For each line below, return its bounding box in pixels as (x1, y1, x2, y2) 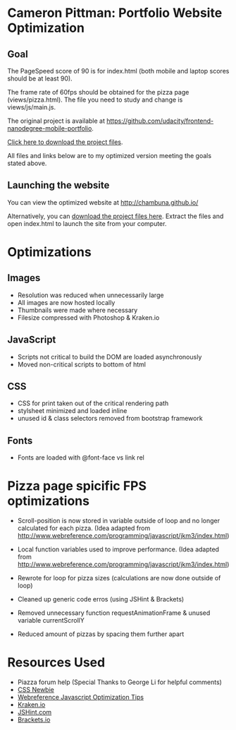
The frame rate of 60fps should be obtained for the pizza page (7, 88, 190, 96)
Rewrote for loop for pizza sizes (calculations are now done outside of (17, 574, 221, 582)
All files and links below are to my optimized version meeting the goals (7, 152, 212, 160)
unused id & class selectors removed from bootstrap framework (17, 414, 203, 423)
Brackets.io (17, 715, 51, 724)
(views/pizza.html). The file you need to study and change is (7, 95, 183, 104)
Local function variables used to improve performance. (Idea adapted (17, 545, 220, 554)
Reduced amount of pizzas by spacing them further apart (17, 630, 185, 638)
